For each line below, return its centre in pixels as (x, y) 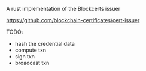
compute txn (31, 50)
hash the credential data (45, 44)
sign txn (25, 56)
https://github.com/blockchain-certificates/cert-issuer (73, 20)
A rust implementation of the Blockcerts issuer (63, 9)
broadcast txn (32, 63)
